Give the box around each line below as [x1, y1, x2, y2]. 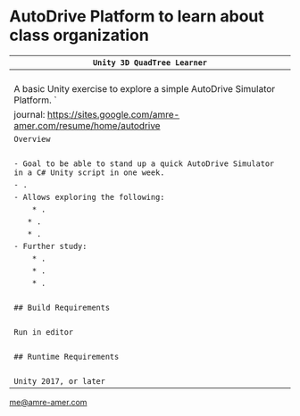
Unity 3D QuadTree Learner [92, 57, 208, 68]
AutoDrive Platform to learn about [9, 6, 265, 27]
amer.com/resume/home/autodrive [13, 119, 161, 131]
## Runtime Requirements [13, 351, 120, 362]
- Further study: [13, 241, 87, 251]
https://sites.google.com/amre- [47, 108, 180, 121]
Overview [13, 134, 51, 144]
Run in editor [13, 327, 74, 337]
